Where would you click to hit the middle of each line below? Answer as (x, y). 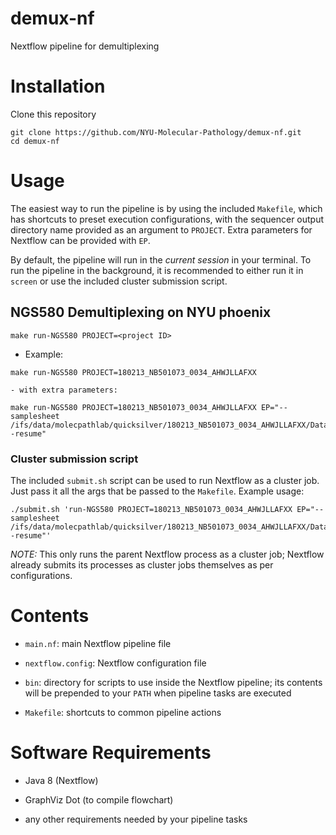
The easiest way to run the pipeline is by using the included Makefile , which (166, 208)
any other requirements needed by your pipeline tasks (136, 819)
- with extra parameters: (64, 390)
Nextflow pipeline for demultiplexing (85, 46)
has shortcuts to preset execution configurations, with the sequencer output (167, 219)
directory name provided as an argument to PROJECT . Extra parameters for (161, 229)
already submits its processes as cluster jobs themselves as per (142, 564)
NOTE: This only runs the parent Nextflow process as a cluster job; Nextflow (167, 554)
